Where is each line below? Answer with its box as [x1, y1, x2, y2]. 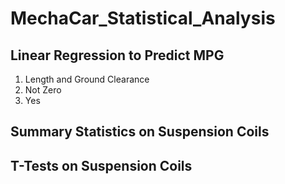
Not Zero [24, 84, 62, 96]
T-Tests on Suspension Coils [10, 157, 193, 174]
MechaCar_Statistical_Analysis [10, 7, 276, 30]
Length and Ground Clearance [24, 73, 150, 85]
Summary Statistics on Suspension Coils [10, 123, 270, 141]
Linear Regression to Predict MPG [10, 47, 225, 64]
